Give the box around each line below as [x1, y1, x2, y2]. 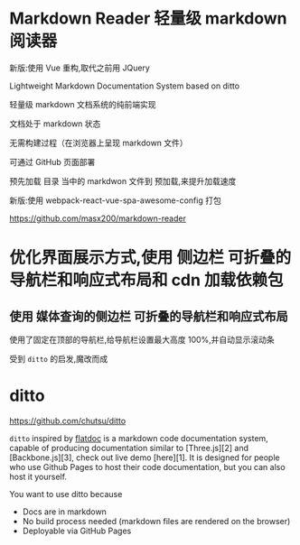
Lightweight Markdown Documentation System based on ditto [9, 80, 240, 91]
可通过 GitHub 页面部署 [9, 156, 96, 167]
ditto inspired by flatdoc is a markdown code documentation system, [9, 432, 268, 443]
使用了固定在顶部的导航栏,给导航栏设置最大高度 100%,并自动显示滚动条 [9, 334, 276, 345]
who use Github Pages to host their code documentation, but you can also [9, 461, 286, 472]
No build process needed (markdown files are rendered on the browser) [22, 515, 291, 526]
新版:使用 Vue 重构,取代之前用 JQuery [9, 62, 151, 73]
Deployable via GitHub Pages [22, 525, 132, 536]
